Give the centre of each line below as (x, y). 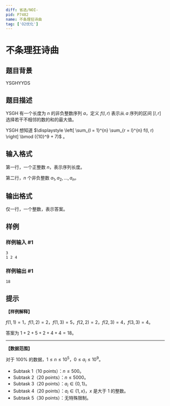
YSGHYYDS (18, 83)
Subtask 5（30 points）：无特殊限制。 (52, 398)
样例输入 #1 (19, 242)
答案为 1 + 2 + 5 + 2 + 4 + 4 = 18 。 (41, 333)
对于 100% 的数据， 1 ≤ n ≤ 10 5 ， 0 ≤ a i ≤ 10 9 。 (54, 360)
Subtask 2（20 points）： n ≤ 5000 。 (51, 377)
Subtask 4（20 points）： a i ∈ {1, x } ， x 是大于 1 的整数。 (71, 391)
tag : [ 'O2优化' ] (22, 24)
